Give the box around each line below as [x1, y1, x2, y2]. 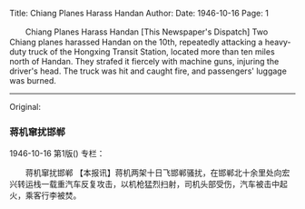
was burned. [9, 75, 57, 85]
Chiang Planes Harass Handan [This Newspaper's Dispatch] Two [25, 26, 269, 37]
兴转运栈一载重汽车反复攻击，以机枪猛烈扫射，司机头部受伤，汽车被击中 [9, 179, 280, 190]
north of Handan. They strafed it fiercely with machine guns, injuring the [9, 56, 280, 66]
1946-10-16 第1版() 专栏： [9, 148, 105, 159]
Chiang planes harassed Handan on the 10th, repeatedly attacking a [9, 36, 263, 47]
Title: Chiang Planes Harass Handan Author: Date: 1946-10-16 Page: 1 [9, 8, 270, 18]
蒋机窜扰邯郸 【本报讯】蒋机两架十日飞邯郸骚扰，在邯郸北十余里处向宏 [25, 167, 290, 178]
